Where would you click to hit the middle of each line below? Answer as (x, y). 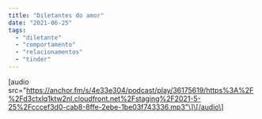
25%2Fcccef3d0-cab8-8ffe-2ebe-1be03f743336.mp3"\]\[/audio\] (116, 106)
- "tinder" (33, 60)
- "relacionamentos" (49, 52)
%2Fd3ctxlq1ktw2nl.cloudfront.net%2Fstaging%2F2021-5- (105, 99)
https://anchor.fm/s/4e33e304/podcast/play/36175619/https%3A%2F (140, 90)
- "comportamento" (46, 45)
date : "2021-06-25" (40, 23)
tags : (17, 30)
